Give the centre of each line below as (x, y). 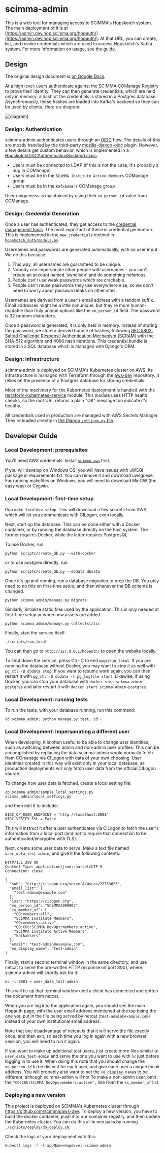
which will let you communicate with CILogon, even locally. (65, 515)
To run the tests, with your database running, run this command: (70, 710)
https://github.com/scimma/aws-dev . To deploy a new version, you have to (81, 1111)
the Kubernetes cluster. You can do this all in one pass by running (72, 1121)
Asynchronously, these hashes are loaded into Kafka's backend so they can (82, 102)
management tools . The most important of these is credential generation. (79, 230)
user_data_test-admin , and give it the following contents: (63, 853)
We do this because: (26, 255)
